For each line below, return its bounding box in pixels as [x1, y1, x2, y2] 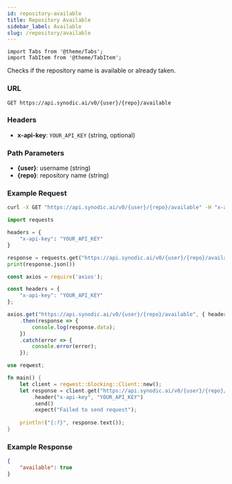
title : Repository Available [7, 17, 91, 23]
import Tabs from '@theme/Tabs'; [7, 48, 104, 55]
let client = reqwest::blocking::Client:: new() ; [19, 380, 162, 387]
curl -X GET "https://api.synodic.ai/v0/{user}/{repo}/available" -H [7, 204, 212, 211]
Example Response [7, 442, 73, 452]
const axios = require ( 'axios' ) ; [7, 273, 104, 280]
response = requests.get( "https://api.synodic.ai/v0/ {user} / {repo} [7, 254, 206, 261]
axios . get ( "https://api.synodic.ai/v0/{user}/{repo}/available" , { [7, 311, 206, 318]
